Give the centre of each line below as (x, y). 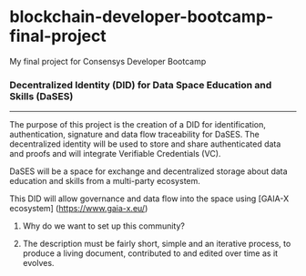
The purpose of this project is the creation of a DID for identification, (138, 125)
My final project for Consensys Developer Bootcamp (108, 61)
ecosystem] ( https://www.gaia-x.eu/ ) (79, 209)
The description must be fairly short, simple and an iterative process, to (157, 244)
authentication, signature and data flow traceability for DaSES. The (134, 135)
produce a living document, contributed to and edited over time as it (150, 253)
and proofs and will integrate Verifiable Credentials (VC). (115, 154)
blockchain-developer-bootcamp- (142, 17)
